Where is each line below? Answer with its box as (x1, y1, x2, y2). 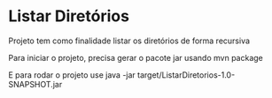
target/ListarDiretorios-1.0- (137, 69, 236, 80)
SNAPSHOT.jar (8, 79, 63, 89)
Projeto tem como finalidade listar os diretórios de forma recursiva (8, 35, 250, 46)
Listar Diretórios (8, 6, 130, 26)
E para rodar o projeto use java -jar (8, 69, 136, 80)
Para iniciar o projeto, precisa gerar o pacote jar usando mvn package (8, 52, 263, 63)
